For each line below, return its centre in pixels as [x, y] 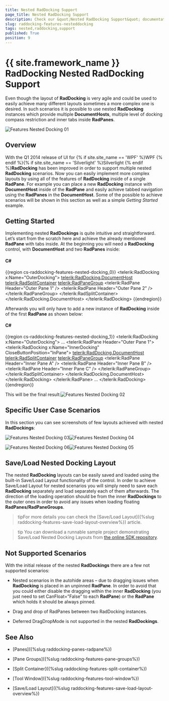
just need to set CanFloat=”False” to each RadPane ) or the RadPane [83, 596]
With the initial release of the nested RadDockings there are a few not [77, 565]
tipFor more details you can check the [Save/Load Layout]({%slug [86, 517]
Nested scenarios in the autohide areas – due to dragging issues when [86, 580]
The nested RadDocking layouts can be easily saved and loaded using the [82, 475]
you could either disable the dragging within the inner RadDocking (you [87, 591]
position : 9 [18, 38]
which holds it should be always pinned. [54, 602]
